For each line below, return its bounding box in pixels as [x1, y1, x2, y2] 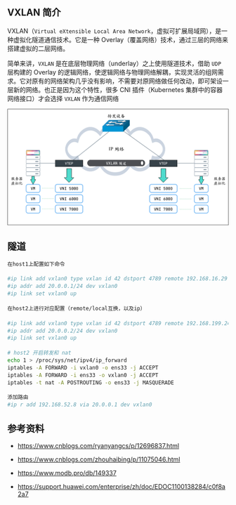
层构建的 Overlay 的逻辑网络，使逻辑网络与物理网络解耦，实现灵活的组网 [7, 67, 218, 76]
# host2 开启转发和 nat [7, 350, 72, 357]
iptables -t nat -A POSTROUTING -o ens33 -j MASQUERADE [7, 379, 174, 386]
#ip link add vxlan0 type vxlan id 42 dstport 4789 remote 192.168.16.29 [7, 275, 228, 282]
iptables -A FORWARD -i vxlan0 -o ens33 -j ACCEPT [7, 364, 159, 371]
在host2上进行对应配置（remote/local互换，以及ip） [7, 305, 146, 312]
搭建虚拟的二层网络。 [7, 44, 69, 53]
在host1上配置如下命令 [7, 261, 65, 268]
